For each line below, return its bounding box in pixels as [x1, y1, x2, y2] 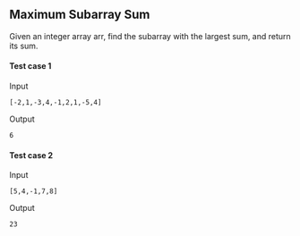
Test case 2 [9, 149, 54, 160]
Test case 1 [9, 61, 52, 72]
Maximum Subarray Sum [9, 7, 150, 22]
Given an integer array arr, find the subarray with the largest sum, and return [9, 30, 291, 41]
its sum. [9, 40, 39, 51]
